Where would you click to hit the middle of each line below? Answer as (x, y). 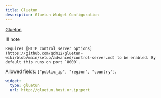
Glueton (14, 29)
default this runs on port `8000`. (43, 62)
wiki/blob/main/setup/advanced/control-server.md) (60, 57)
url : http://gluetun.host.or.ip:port (50, 90)
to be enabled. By (137, 57)
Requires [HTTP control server (38, 48)
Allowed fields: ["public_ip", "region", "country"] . (61, 71)
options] (83, 48)
